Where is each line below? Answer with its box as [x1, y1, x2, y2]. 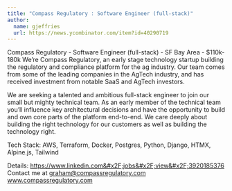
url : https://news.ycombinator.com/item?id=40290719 [13, 29, 169, 37]
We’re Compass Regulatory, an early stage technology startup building [21, 56, 224, 64]
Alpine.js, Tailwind [7, 148, 59, 157]
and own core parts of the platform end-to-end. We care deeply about [7, 113, 208, 121]
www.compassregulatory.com [7, 177, 93, 185]
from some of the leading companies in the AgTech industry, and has [7, 70, 204, 79]
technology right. [7, 128, 56, 136]
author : [7, 17, 30, 23]
